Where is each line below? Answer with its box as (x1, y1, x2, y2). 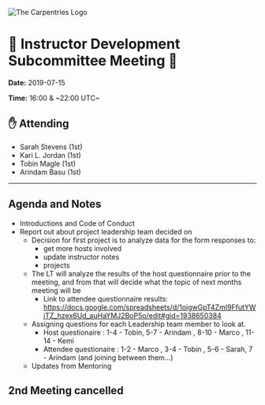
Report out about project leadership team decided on (19, 227, 192, 236)
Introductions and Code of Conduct (19, 218, 136, 228)
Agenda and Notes (8, 197, 102, 211)
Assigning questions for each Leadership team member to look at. (31, 319, 246, 328)
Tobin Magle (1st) (19, 159, 77, 168)
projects (43, 261, 70, 270)
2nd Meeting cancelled (8, 384, 124, 397)
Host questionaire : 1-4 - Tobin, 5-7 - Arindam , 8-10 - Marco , (43, 328, 244, 337)
